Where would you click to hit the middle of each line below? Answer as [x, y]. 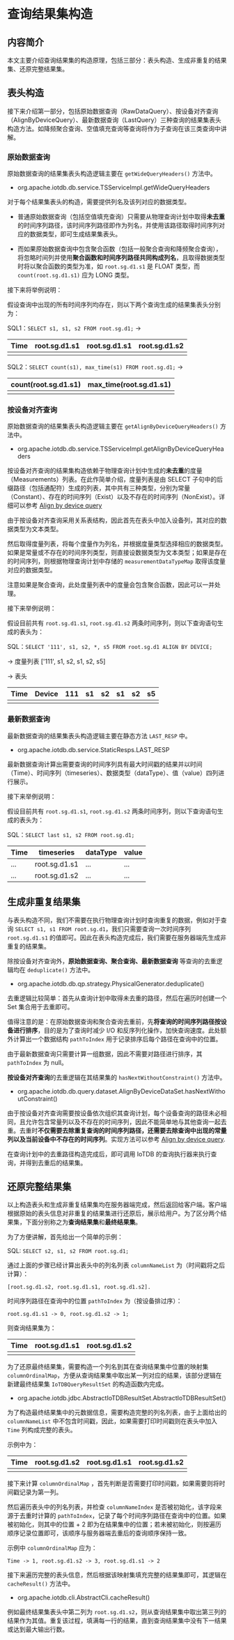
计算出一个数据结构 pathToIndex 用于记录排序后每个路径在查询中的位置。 [117, 1039]
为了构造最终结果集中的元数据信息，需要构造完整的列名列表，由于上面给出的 [117, 1413]
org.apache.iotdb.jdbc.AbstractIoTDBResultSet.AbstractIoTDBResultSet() [122, 1398]
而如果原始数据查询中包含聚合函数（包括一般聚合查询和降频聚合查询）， [119, 249]
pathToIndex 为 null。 [37, 1062]
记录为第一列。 [41, 1492]
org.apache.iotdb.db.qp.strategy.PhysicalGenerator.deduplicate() [111, 983]
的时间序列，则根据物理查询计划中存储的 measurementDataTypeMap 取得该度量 [117, 561]
